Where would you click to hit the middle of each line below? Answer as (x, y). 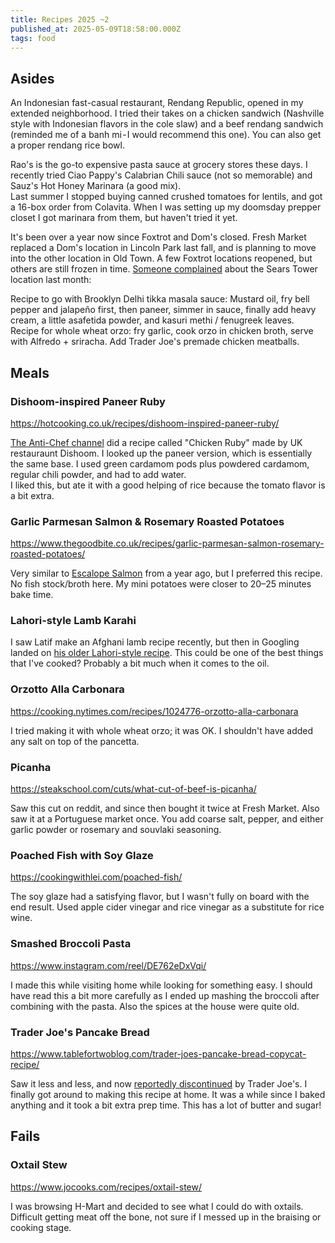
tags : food (33, 38)
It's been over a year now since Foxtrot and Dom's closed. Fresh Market (158, 237)
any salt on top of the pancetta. (75, 741)
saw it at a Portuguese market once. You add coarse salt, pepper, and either (167, 819)
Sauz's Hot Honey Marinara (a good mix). (96, 186)
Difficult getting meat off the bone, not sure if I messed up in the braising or (166, 1217)
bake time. (32, 595)
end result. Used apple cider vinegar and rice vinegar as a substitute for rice (167, 907)
